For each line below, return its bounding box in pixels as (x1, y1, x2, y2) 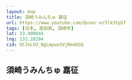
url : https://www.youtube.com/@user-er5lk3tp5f (6, 20, 127, 25)
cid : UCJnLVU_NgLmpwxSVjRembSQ (6, 42, 84, 48)
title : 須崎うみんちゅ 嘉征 (6, 14, 68, 20)
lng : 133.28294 (6, 36, 44, 42)
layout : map (6, 8, 36, 15)
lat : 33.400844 (6, 31, 44, 37)
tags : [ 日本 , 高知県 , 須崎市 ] (6, 25, 74, 31)
